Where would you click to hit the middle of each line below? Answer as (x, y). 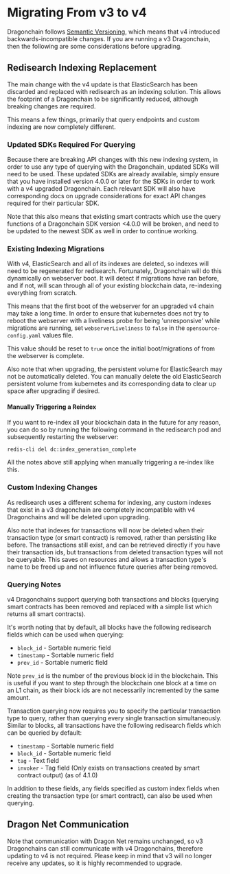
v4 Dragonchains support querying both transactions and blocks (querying (113, 600)
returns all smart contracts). (46, 614)
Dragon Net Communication (68, 825)
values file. (58, 335)
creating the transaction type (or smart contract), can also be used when (110, 796)
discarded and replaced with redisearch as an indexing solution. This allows (114, 91)
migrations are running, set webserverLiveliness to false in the (96, 328)
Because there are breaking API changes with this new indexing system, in (113, 160)
